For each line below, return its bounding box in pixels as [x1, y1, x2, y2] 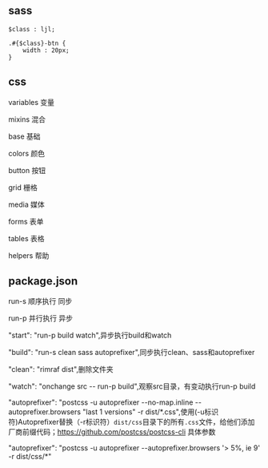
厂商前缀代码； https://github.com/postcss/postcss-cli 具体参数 [8, 427, 216, 437]
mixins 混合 [8, 114, 46, 124]
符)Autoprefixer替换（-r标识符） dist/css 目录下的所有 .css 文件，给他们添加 [8, 418, 255, 427]
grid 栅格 [8, 182, 38, 192]
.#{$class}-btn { [8, 39, 66, 47]
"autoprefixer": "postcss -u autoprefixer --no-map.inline [8, 397, 194, 407]
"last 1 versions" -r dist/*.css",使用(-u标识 [82, 407, 219, 417]
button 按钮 [8, 165, 46, 175]
